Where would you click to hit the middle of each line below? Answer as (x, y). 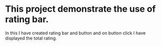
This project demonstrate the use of (80, 9)
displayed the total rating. (31, 38)
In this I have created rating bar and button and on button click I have (76, 33)
